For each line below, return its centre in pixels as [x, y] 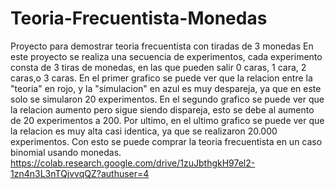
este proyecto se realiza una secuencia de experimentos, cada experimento [166, 56]
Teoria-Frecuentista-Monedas [139, 18]
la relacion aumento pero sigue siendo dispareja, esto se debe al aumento [162, 109]
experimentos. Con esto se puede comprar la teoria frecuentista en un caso [166, 141]
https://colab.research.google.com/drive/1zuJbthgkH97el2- [133, 163]
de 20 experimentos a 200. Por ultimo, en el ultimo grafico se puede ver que [167, 120]
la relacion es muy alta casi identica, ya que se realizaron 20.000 [144, 131]
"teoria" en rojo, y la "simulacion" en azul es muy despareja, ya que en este [166, 88]
